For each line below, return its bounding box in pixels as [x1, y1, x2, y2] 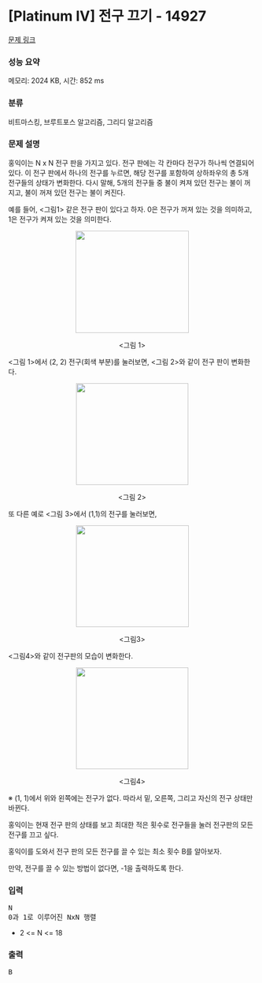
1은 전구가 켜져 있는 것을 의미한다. [8, 214, 112, 223]
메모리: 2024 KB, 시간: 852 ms [8, 76, 105, 85]
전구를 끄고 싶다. [8, 830, 59, 839]
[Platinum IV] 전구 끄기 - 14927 [8, 7, 207, 25]
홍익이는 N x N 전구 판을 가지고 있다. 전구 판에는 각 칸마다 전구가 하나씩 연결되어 [8, 158, 255, 167]
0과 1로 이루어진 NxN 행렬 [8, 913, 97, 922]
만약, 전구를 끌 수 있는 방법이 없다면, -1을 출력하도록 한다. [8, 863, 183, 872]
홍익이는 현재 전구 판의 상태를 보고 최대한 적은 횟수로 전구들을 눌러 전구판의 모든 [8, 820, 254, 829]
